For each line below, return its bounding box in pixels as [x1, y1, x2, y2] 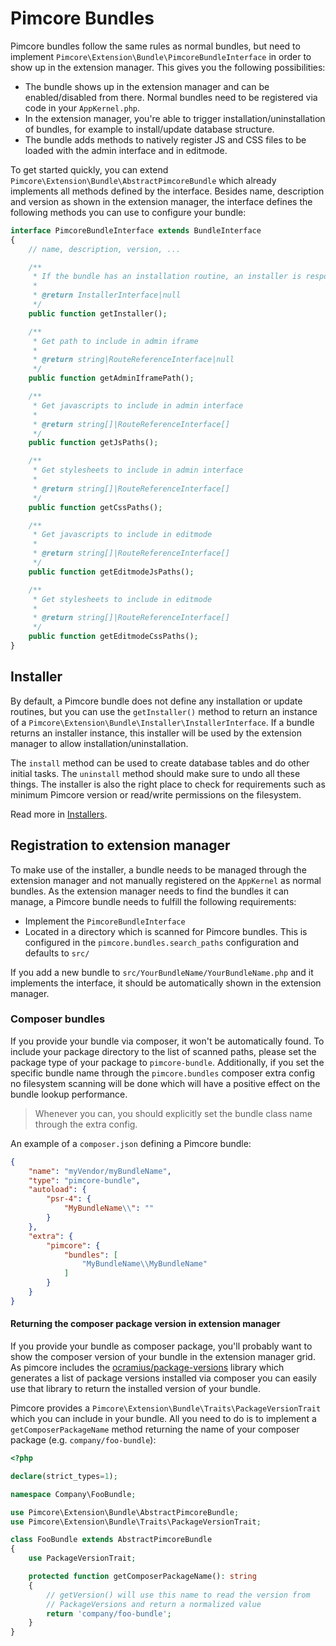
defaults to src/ [24, 947, 90, 959]
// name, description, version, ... [28, 244, 182, 254]
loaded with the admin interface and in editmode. [24, 144, 228, 156]
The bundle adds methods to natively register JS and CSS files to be [24, 133, 307, 146]
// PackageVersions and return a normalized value [46, 1599, 262, 1609]
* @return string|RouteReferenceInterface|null [32, 355, 235, 365]
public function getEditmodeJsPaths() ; [28, 567, 195, 577]
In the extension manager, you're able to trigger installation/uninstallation [24, 112, 326, 124]
